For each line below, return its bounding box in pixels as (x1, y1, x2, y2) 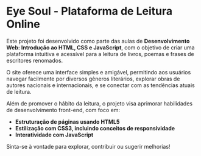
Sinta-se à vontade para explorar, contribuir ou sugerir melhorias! (6, 143, 171, 150)
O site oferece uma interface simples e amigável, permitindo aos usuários (6, 68, 191, 76)
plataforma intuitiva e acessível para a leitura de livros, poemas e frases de (6, 50, 194, 57)
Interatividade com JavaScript (15, 131, 94, 138)
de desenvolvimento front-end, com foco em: (6, 106, 121, 113)
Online (6, 17, 41, 31)
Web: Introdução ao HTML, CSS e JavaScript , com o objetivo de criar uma (6, 44, 195, 51)
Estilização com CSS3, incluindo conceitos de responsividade (15, 124, 175, 132)
